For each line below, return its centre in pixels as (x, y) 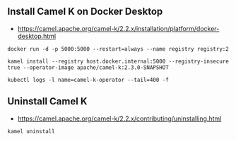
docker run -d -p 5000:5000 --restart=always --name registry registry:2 (118, 49)
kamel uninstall (31, 131)
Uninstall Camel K (47, 102)
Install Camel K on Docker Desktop (85, 12)
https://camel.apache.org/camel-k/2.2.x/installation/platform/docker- (118, 28)
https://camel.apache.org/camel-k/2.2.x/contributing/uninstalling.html (119, 118)
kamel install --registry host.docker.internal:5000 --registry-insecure (118, 61)
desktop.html (37, 36)
